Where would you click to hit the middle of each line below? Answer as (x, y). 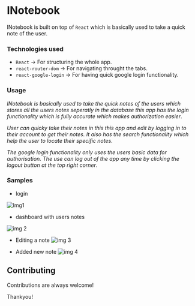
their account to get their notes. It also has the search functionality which (98, 134)
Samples (20, 181)
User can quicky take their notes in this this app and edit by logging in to (97, 128)
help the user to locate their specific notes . (60, 140)
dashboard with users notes (50, 217)
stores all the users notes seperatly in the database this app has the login (98, 110)
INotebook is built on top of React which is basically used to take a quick (96, 27)
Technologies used (35, 49)
